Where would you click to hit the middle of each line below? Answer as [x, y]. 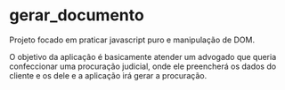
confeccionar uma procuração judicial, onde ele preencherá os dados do [143, 66]
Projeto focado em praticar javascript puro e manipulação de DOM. [132, 40]
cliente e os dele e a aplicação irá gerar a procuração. [108, 75]
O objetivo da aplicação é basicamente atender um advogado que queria [143, 56]
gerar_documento [77, 15]
